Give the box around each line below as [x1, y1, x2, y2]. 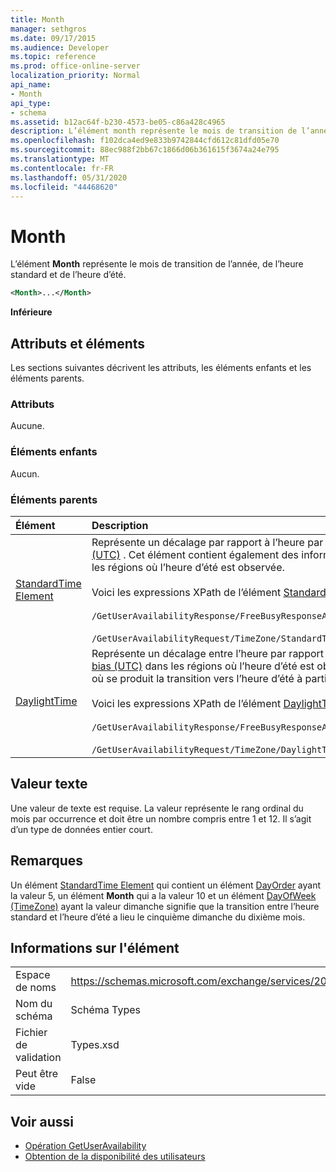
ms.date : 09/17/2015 [10, 33, 97, 43]
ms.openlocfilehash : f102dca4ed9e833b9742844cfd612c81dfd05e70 [10, 136, 280, 146]
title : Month [10, 14, 65, 25]
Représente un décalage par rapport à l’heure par [91, 535, 324, 549]
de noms [15, 981, 57, 995]
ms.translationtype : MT [10, 154, 110, 164]
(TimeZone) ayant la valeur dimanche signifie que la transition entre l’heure [10, 900, 320, 912]
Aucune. [10, 420, 45, 432]
